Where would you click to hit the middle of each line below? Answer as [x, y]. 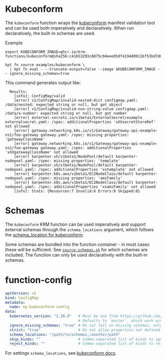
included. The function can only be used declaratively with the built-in [76, 255]
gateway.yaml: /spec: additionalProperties [86, 148]
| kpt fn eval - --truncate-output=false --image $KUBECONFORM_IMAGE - [85, 69]
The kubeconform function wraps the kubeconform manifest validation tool [80, 23]
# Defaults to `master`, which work [116, 321]
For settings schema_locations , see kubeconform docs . [61, 353]
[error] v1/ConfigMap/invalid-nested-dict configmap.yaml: [76, 100]
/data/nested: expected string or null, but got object [64, 105]
